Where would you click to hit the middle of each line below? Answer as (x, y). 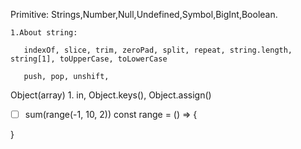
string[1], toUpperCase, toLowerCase (89, 59)
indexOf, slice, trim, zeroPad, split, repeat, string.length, (158, 50)
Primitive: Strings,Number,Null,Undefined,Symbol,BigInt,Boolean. (144, 14)
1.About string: (44, 33)
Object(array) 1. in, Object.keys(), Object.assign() (111, 95)
